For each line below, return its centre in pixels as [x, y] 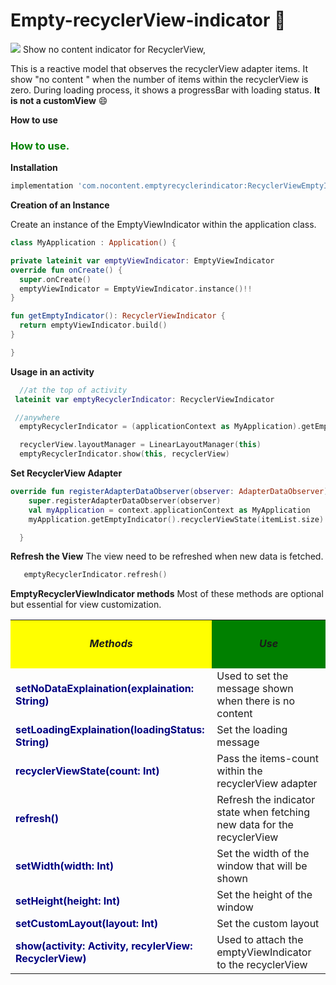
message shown [255, 689]
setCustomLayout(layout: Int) [86, 924]
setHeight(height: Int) [68, 901]
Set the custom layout [268, 924]
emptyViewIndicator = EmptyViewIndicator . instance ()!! [136, 289]
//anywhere [37, 417]
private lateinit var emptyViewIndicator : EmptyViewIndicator [142, 260]
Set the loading [252, 730]
